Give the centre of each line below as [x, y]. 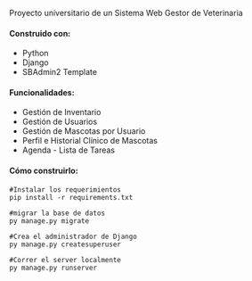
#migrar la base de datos [57, 213]
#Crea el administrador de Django [73, 236]
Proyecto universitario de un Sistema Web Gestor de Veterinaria [126, 13]
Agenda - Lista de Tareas [69, 150]
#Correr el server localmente [65, 260]
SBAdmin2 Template [60, 72]
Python [35, 54]
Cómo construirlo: [44, 170]
